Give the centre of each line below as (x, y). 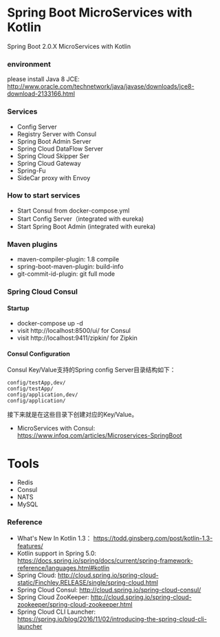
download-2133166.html (41, 94)
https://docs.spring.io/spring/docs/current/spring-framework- (105, 560)
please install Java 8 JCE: (44, 79)
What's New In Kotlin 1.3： (54, 538)
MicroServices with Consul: (56, 429)
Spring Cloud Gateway (49, 163)
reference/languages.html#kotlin (63, 568)
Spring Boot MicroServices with (100, 13)
